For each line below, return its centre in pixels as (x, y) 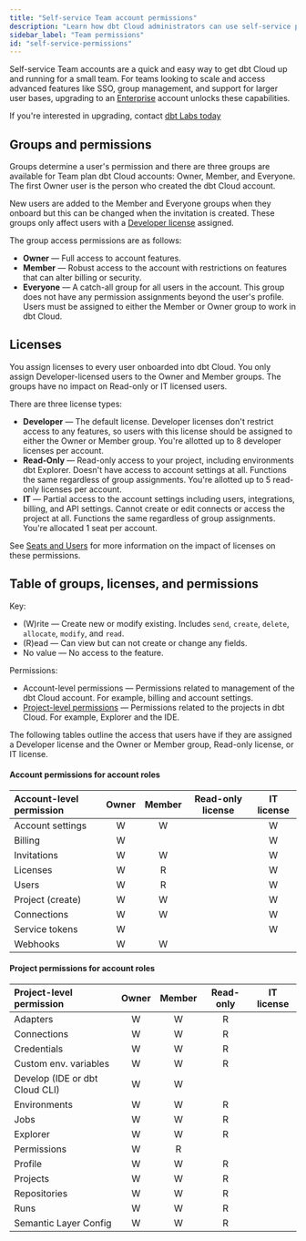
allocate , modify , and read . (73, 633)
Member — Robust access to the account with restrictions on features (155, 268)
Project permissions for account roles (82, 969)
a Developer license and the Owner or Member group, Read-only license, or (152, 744)
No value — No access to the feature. (93, 652)
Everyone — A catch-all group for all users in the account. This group (153, 287)
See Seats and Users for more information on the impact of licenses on (143, 545)
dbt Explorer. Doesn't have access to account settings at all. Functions (154, 469)
